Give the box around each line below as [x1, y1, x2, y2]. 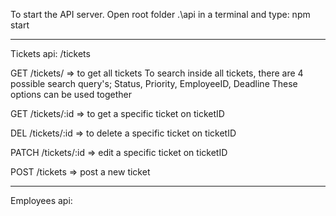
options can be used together [10, 89, 133, 100]
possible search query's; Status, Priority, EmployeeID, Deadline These [10, 78, 298, 89]
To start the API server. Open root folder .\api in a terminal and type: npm [10, 9, 311, 20]
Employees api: [10, 195, 73, 206]
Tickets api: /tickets [10, 48, 91, 59]
